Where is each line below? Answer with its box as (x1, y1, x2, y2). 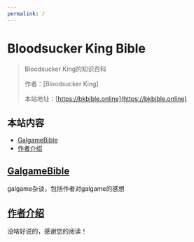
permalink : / (7, 10, 46, 18)
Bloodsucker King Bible (7, 40, 146, 56)
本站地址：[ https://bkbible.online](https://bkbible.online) (24, 94, 187, 102)
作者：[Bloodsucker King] (24, 79, 99, 88)
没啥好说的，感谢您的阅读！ (7, 227, 88, 235)
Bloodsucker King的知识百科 (24, 65, 106, 73)
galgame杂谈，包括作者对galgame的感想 (7, 184, 125, 193)
